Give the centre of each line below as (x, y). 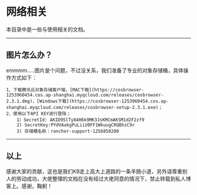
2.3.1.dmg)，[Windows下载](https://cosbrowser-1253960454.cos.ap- (87, 101)
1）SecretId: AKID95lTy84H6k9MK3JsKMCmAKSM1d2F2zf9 (81, 120)
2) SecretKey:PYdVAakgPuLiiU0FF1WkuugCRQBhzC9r (76, 125)
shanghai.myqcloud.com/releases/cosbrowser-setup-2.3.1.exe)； (84, 107)
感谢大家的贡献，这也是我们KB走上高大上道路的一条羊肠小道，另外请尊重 (94, 171)
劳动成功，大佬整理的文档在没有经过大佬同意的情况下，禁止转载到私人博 (103, 179)
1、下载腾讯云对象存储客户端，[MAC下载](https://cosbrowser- (75, 90)
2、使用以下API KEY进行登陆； (39, 114)
